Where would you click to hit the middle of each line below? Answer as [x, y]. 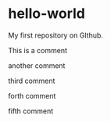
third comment [32, 81]
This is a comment [38, 50]
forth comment [32, 95]
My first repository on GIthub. [56, 35]
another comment [37, 65]
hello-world [47, 14]
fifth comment [31, 111]
